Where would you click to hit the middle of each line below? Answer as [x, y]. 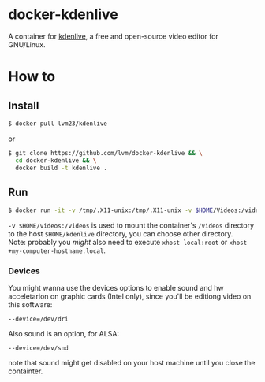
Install [24, 105]
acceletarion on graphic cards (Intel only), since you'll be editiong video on [130, 296]
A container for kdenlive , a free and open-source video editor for [113, 36]
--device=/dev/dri [38, 319]
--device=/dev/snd [38, 348]
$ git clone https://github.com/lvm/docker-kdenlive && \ [105, 153]
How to [32, 77]
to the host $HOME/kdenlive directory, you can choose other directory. [121, 234]
